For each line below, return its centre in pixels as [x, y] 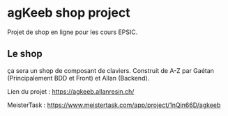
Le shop [25, 54]
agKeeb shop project [69, 13]
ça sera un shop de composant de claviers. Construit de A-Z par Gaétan [111, 70]
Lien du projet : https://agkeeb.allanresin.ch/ [71, 91]
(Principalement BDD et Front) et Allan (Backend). [78, 78]
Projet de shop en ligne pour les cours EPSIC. [73, 32]
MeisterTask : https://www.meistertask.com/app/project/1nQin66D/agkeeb [114, 105]
